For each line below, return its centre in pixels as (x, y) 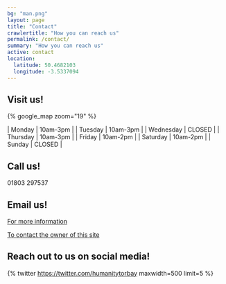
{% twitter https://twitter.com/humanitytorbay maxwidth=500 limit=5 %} (110, 273)
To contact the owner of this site (53, 234)
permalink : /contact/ (38, 39)
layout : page (26, 20)
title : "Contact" (32, 26)
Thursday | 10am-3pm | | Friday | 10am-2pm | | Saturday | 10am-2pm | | (109, 137)
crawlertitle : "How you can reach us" (63, 33)
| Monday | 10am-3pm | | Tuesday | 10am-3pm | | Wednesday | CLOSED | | (113, 130)
